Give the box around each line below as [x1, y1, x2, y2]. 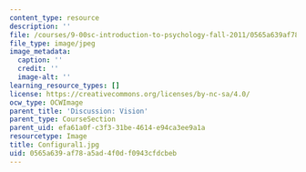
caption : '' [17, 56, 64, 65]
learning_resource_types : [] [9, 81, 120, 90]
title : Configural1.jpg [9, 140, 100, 149]
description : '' [9, 22, 71, 31]
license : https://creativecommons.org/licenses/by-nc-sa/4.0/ [9, 89, 250, 98]
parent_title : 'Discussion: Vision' [9, 106, 148, 116]
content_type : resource [9, 13, 100, 23]
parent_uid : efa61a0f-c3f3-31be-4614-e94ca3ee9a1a [9, 124, 206, 133]
